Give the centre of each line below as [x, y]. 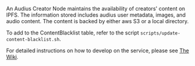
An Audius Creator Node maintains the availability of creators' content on [96, 9]
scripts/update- [161, 33]
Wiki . [12, 57]
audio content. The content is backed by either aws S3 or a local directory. [97, 21]
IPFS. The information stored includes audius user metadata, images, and [96, 15]
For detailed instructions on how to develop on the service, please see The [97, 51]
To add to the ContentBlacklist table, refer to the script [73, 33]
